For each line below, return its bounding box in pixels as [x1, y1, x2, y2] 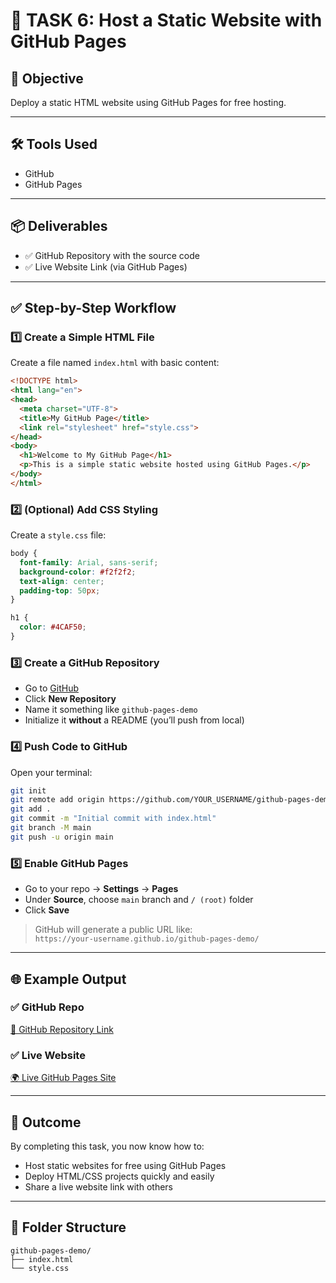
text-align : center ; [19, 576, 105, 586]
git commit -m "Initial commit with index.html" [10, 814, 217, 824]
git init [10, 785, 47, 796]
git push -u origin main [10, 832, 114, 842]
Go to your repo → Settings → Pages [24, 883, 179, 895]
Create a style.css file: [10, 529, 107, 541]
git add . [10, 804, 52, 814]
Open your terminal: [10, 766, 93, 778]
